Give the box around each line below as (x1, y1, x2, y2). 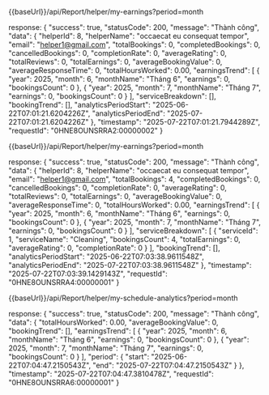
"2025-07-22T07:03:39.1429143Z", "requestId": (8, 269, 168, 278)
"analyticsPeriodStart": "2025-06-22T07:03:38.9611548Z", (8, 252, 205, 261)
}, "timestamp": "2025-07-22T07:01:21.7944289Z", (90, 117, 261, 126)
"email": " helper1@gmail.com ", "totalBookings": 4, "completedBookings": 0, (8, 174, 261, 184)
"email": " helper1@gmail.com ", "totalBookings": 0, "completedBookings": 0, (8, 40, 261, 49)
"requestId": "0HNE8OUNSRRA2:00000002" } (8, 125, 164, 135)
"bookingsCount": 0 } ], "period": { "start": (8, 352, 150, 361)
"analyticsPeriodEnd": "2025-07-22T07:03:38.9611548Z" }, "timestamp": (8, 261, 252, 270)
